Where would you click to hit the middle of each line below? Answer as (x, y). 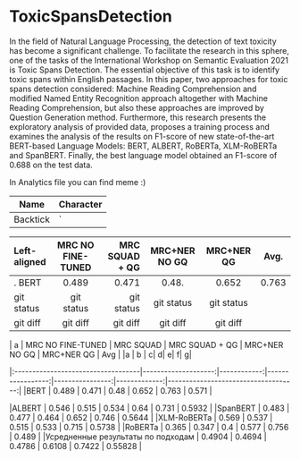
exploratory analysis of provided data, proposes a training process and (139, 126)
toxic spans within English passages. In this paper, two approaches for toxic (149, 79)
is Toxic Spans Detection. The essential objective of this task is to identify (144, 70)
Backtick (32, 219)
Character (80, 204)
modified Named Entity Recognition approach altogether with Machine (138, 98)
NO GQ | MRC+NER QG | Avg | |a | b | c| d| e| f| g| (100, 354)
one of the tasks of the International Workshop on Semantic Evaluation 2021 (149, 60)
